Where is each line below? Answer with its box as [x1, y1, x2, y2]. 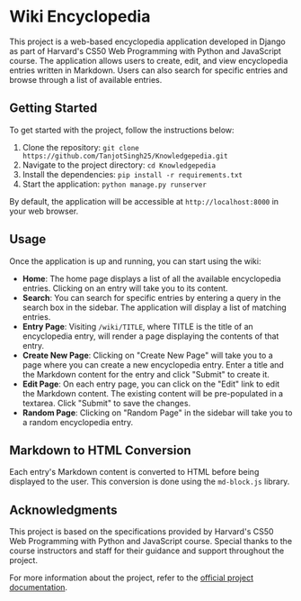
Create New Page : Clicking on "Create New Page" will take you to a [22, 350, 273, 360]
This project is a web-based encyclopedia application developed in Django [9, 36, 286, 47]
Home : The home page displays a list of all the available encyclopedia [22, 273, 281, 284]
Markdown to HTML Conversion [9, 442, 191, 458]
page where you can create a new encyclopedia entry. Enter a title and [22, 359, 285, 370]
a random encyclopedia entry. [22, 416, 133, 427]
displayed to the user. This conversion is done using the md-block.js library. [9, 476, 290, 487]
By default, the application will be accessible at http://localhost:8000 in [9, 196, 279, 206]
